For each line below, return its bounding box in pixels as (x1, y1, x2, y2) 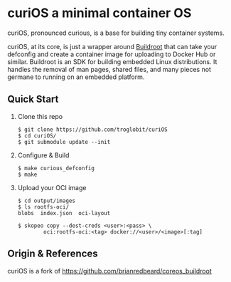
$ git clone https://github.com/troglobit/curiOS (17, 126, 168, 133)
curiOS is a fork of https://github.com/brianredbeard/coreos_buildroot (7, 266, 212, 275)
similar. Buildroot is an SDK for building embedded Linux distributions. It (7, 57, 217, 66)
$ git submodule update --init (17, 138, 111, 145)
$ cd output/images (17, 197, 76, 204)
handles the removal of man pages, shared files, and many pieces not (7, 65, 212, 73)
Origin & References (7, 248, 98, 260)
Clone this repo (17, 112, 63, 120)
